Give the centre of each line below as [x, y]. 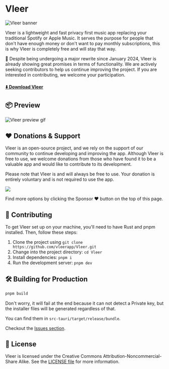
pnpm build [17, 293]
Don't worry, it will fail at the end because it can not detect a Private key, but [84, 303]
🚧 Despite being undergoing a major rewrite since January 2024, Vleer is [81, 58]
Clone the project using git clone [48, 242]
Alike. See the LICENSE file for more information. [69, 362]
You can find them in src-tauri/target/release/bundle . [63, 318]
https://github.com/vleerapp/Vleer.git [54, 247]
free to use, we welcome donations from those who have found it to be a [81, 159]
